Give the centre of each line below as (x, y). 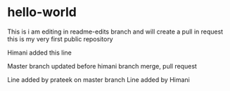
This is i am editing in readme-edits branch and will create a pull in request (115, 31)
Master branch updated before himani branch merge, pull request (102, 66)
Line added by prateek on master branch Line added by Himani (98, 79)
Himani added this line (39, 52)
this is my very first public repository (60, 38)
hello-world (42, 12)
